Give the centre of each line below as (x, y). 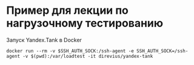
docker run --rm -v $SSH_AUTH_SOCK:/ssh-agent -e (70, 51)
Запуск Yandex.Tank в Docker (44, 40)
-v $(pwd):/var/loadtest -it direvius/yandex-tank (88, 56)
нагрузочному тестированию (85, 23)
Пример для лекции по (68, 11)
